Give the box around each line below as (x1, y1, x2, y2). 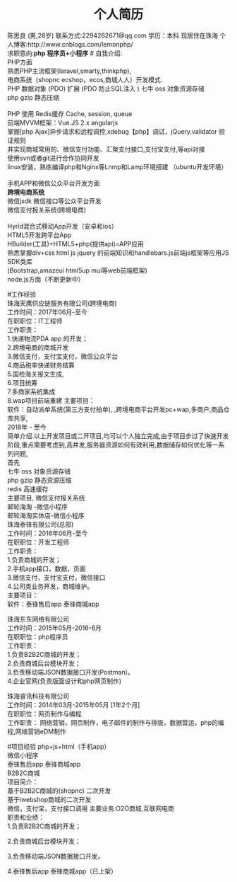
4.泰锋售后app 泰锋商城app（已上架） (7, 866, 118, 875)
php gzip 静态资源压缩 (7, 476, 72, 484)
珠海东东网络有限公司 (7, 614, 69, 623)
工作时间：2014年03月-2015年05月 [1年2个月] (7, 700, 140, 709)
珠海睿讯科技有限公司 (7, 692, 69, 700)
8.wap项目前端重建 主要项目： (7, 396, 95, 404)
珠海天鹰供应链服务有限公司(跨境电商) (7, 299, 118, 307)
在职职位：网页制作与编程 (7, 709, 82, 718)
